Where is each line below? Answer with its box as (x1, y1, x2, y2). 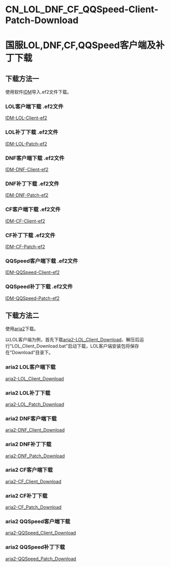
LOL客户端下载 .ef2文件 (5, 103, 64, 110)
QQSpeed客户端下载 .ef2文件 (5, 257, 78, 265)
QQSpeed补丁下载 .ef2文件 (5, 283, 73, 290)
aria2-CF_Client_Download (5, 478, 61, 484)
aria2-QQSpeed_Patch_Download (5, 555, 76, 562)
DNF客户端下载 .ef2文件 (5, 154, 65, 161)
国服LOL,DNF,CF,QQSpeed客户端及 (5, 39, 156, 51)
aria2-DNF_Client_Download (5, 427, 65, 433)
